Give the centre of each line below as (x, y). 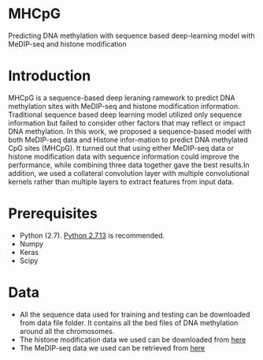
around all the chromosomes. (67, 331)
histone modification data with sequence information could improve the (124, 156)
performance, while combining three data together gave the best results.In (129, 165)
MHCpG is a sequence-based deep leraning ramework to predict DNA (122, 97)
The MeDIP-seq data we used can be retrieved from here (112, 347)
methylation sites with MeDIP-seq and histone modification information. (124, 106)
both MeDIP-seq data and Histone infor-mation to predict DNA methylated (128, 140)
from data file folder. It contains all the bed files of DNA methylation (129, 322)
